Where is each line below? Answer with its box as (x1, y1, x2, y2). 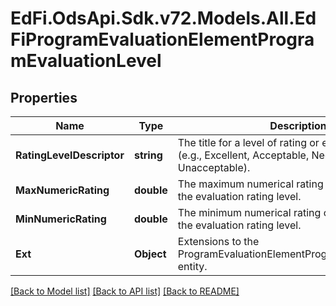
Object (133, 247, 167, 261)
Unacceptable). (177, 161, 251, 174)
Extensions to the (177, 235, 260, 248)
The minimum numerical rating (177, 206, 322, 219)
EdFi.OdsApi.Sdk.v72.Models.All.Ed (10, 7, 317, 30)
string (133, 148, 163, 162)
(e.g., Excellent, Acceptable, (177, 148, 310, 162)
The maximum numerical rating (177, 177, 324, 191)
